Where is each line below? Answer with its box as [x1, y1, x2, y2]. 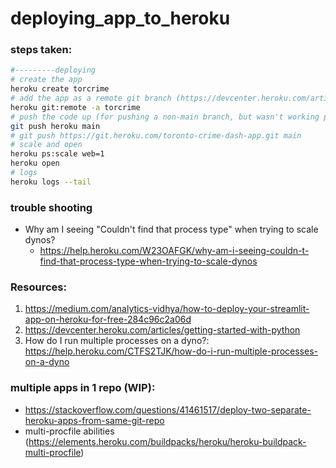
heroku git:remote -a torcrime [10, 102, 141, 112]
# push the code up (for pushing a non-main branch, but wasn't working [10, 112, 320, 122]
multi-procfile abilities [24, 425, 115, 437]
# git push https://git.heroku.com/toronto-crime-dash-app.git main [10, 130, 302, 141]
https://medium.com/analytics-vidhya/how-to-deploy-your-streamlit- [24, 303, 310, 315]
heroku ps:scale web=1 [10, 149, 105, 159]
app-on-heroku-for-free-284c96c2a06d [24, 313, 192, 326]
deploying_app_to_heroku [10, 7, 231, 30]
